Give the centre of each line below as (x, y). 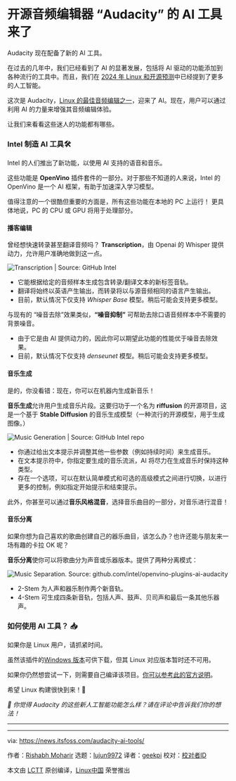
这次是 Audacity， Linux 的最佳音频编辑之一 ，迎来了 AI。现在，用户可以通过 (117, 100)
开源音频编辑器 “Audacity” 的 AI (101, 14)
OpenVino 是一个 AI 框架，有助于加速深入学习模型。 (83, 186)
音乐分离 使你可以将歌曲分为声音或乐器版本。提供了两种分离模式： (103, 559)
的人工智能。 (26, 85)
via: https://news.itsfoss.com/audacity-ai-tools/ (76, 741)
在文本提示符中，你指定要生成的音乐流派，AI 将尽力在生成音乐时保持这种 (123, 460)
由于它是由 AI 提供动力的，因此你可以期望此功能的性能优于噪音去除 (114, 338)
